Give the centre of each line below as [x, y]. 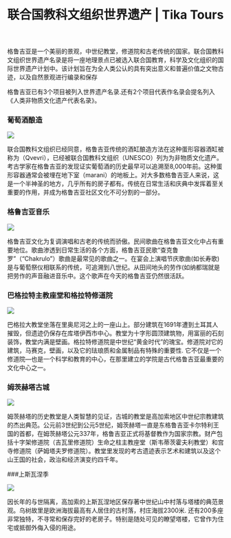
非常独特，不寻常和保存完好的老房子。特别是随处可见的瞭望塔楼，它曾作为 [112, 519]
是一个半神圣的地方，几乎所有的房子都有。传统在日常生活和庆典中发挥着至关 [115, 183]
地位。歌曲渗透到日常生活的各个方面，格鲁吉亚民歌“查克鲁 [96, 250]
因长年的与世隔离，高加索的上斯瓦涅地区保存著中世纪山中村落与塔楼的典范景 [115, 502]
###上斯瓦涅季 [28, 475]
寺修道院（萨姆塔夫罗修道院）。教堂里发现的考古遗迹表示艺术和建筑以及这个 [114, 451]
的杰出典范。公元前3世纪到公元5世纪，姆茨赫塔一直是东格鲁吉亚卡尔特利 [110, 425]
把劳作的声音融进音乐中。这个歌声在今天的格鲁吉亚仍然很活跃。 [97, 276]
